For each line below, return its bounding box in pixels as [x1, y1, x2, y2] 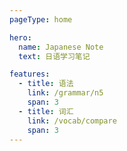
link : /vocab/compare [27, 116, 117, 126]
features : [9, 69, 51, 80]
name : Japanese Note [18, 42, 104, 52]
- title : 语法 [18, 79, 74, 89]
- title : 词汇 [18, 106, 74, 116]
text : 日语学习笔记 [18, 51, 91, 61]
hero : [9, 32, 32, 43]
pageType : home [9, 14, 73, 25]
